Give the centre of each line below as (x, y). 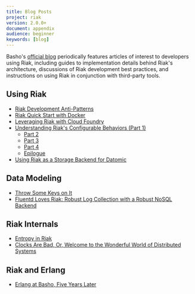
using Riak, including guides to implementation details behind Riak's (89, 63)
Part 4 (31, 146)
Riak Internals (32, 224)
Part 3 (31, 140)
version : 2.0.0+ (26, 23)
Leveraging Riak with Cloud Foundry (59, 121)
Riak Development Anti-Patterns (54, 109)
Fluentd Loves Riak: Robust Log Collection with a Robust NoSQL (94, 199)
